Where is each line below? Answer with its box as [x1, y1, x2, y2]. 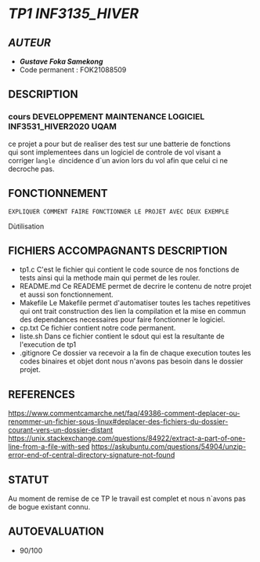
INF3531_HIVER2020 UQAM [8, 121, 117, 132]
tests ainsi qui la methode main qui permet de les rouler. [19, 273, 200, 283]
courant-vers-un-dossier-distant [8, 425, 114, 435]
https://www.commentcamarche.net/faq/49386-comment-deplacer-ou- [8, 409, 240, 418]
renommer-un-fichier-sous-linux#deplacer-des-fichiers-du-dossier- [8, 417, 229, 426]
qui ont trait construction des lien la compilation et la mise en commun [19, 307, 247, 316]
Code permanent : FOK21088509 [19, 65, 127, 75]
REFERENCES [8, 388, 76, 401]
